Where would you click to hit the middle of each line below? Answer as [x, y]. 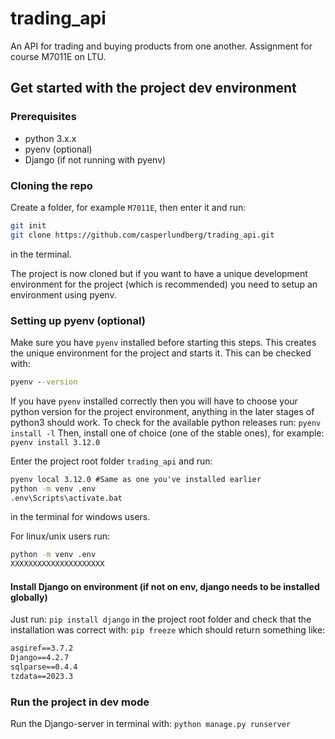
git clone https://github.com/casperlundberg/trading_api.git [142, 235]
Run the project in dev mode [80, 702]
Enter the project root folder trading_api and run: [111, 461]
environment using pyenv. [63, 294]
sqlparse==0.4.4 [44, 667]
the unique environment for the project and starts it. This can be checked [161, 353]
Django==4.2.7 [40, 658]
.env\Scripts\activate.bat [66, 498]
